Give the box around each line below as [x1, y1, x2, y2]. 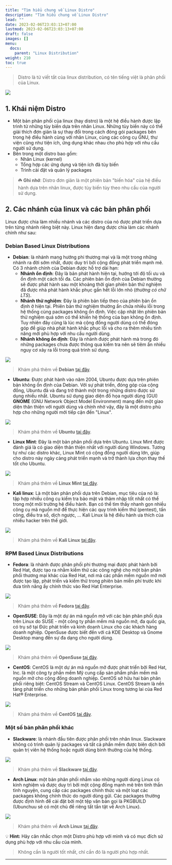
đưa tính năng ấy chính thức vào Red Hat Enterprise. [12, 583, 123, 590]
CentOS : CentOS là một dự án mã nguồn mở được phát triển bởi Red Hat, [12, 664, 167, 671]
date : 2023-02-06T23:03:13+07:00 [5, 22, 77, 27]
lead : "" [5, 17, 24, 22]
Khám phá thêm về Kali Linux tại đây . [17, 537, 97, 543]
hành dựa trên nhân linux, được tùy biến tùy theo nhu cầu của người [17, 185, 161, 191]
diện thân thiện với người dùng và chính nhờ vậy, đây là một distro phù [12, 404, 161, 410]
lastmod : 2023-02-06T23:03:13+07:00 [5, 27, 83, 32]
